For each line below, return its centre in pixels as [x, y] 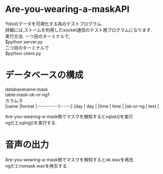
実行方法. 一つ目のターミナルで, [38, 36]
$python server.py [24, 41]
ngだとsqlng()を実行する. [31, 122]
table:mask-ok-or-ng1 [27, 94]
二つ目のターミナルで [27, 47]
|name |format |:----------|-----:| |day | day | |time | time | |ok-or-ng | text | [82, 106]
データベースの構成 [44, 75]
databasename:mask [27, 89]
